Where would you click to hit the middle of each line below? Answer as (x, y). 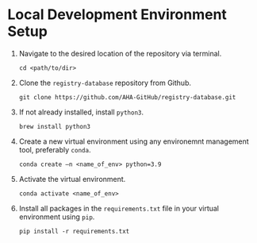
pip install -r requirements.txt (74, 231)
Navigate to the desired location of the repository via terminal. (120, 53)
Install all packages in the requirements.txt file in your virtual (119, 208)
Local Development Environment (117, 15)
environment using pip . (57, 217)
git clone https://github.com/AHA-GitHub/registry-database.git (127, 97)
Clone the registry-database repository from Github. (105, 83)
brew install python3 (54, 126)
